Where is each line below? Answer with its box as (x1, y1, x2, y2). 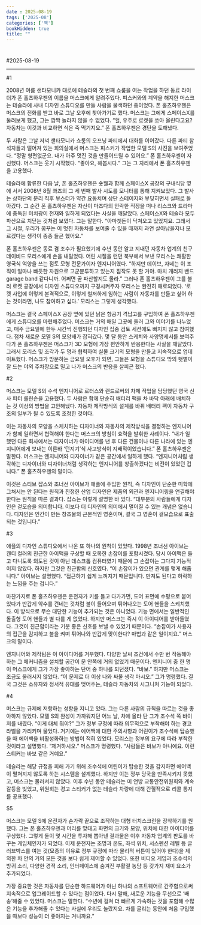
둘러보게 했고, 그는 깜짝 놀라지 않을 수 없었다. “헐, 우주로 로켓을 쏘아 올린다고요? (6, 117, 193, 124)
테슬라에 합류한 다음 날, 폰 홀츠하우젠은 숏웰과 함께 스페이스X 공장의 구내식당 (6, 180, 185, 187)
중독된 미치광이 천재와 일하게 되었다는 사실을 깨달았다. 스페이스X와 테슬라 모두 (12, 210, 195, 217)
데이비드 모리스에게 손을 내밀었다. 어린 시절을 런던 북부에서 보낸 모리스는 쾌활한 (6, 253, 191, 260)
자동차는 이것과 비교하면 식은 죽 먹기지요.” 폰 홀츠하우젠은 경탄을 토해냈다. (6, 124, 179, 132)
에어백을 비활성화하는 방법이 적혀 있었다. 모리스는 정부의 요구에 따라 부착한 (19, 735, 193, 742)
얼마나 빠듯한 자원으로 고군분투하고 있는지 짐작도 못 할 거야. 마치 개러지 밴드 (17, 268, 194, 275)
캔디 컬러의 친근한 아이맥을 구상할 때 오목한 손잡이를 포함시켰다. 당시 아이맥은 (6, 550, 187, 557)
